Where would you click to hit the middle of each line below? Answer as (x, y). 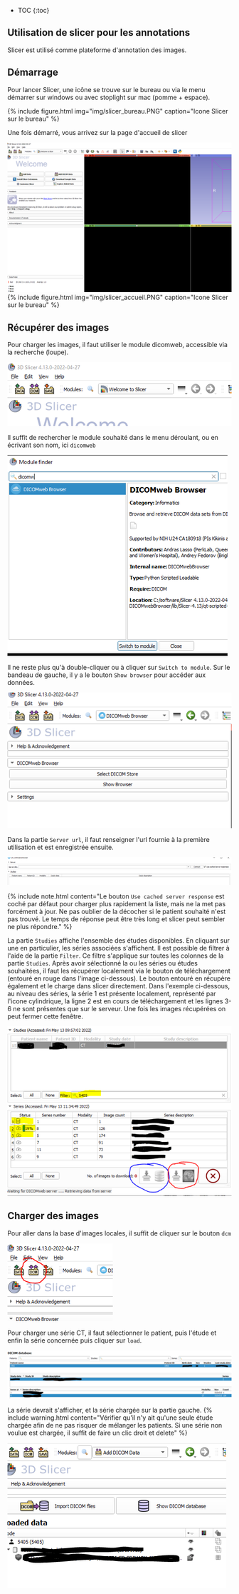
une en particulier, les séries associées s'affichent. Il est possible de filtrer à (118, 948)
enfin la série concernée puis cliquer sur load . (75, 1340)
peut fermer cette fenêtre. (46, 1016)
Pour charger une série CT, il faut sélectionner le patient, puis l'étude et (112, 1333)
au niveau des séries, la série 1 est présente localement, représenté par (112, 993)
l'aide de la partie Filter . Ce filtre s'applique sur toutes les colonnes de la (116, 956)
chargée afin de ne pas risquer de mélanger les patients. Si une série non (115, 1425)
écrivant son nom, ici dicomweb (52, 445)
